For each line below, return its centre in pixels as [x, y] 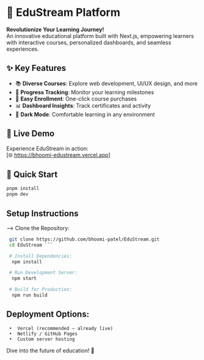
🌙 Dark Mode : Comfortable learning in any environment [85, 114]
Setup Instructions [42, 213]
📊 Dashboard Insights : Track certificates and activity [83, 105]
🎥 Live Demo [31, 134]
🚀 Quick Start [32, 174]
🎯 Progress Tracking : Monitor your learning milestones [85, 92]
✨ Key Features [36, 68]
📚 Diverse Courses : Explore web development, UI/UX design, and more [106, 83]
